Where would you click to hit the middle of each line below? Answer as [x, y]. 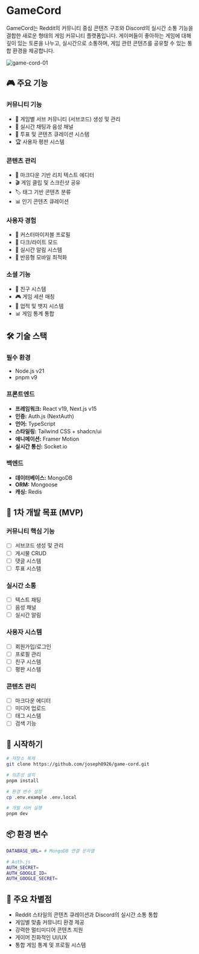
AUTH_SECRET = [23, 868]
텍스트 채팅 [28, 600]
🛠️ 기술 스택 [27, 336]
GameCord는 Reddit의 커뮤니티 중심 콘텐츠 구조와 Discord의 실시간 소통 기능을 [100, 28]
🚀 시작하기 [25, 744]
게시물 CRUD [31, 553]
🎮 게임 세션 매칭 [35, 296]
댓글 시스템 [28, 561]
